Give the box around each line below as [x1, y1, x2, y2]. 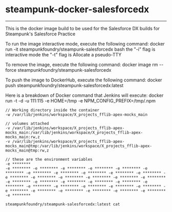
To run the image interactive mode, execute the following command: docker [5, 40, 165, 47]
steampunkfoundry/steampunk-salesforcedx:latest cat [5, 201, 120, 207]
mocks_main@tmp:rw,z [5, 147, 50, 153]
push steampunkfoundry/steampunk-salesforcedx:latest [5, 82, 124, 88]
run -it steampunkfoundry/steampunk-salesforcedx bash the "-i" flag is [5, 46, 156, 52]
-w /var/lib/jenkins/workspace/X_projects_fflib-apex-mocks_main [5, 112, 147, 117]
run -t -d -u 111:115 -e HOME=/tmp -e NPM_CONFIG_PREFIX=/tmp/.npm [5, 97, 156, 103]
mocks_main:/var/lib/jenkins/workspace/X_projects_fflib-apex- [5, 130, 143, 135]
